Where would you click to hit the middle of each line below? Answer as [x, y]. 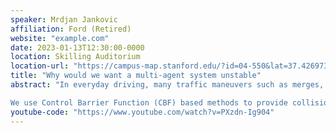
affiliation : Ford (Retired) [71, 29]
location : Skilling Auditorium [75, 57]
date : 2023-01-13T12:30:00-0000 [77, 47]
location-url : [40, 66]
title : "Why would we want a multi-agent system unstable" [136, 76]
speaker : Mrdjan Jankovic [64, 19]
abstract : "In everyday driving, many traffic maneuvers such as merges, [167, 85]
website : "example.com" [60, 38]
